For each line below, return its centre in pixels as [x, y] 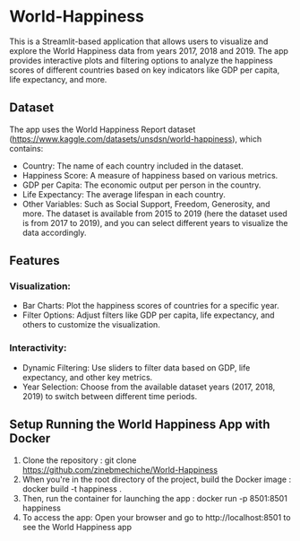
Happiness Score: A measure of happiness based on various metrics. [150, 175]
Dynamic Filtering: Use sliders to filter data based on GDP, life [136, 367]
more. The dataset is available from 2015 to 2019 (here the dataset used [155, 214]
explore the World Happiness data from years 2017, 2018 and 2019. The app [149, 50]
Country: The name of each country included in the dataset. [133, 166]
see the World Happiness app [77, 527]
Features [34, 261]
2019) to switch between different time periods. [110, 396]
